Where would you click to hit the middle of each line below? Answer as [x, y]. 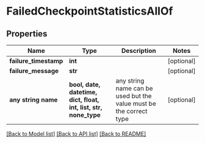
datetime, [83, 92]
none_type [85, 115]
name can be [135, 88]
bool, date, [85, 85]
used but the [134, 96]
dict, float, [84, 100]
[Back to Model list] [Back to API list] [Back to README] [76, 134]
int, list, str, [86, 107]
